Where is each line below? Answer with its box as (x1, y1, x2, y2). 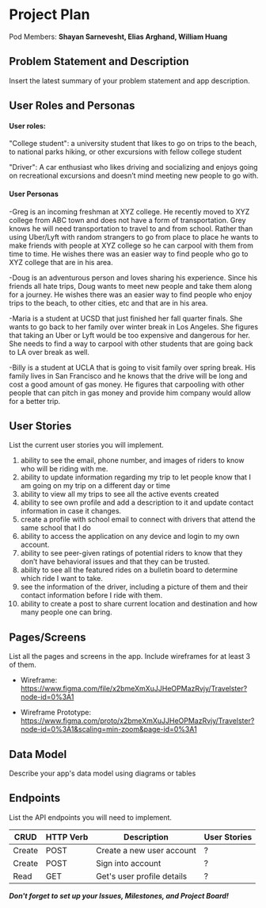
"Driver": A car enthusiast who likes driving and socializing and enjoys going (9, 163, 258, 172)
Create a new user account (95, 845, 196, 856)
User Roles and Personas (9, 99, 135, 113)
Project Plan (9, 6, 90, 24)
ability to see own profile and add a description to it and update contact (20, 498, 254, 507)
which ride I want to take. (20, 574, 104, 583)
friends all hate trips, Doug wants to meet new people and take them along (9, 281, 253, 290)
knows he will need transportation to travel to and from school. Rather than (9, 224, 253, 233)
